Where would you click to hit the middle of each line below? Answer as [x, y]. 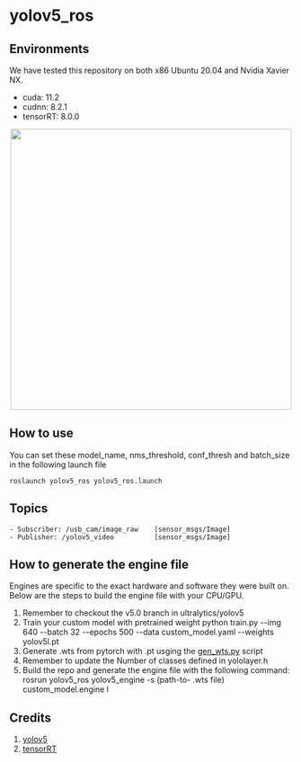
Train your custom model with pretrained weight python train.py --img [151, 623]
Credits [31, 718]
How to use [41, 434]
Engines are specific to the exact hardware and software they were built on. [149, 586]
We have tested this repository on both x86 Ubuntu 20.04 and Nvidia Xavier [150, 70]
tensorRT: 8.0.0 [51, 116]
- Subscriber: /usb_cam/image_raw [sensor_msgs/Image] [120, 529]
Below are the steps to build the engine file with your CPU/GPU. [127, 596]
